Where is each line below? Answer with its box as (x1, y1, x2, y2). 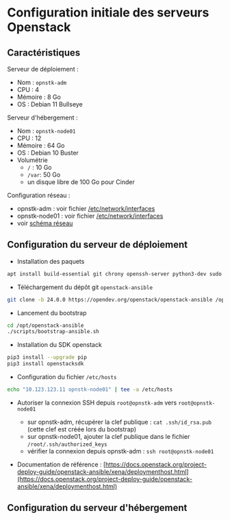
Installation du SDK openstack (16, 341, 103, 349)
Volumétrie (16, 156, 48, 164)
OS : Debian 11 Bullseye (16, 100, 84, 108)
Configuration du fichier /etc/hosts (16, 373, 117, 381)
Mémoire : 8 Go (16, 93, 62, 101)
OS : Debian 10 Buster (16, 149, 79, 157)
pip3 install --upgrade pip (7, 354, 88, 361)
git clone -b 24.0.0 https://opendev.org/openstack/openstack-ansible (7, 296, 213, 303)
